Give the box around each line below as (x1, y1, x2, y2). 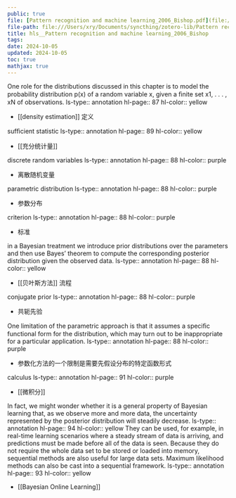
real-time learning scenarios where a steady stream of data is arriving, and (7, 431, 223, 440)
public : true (7, 10, 46, 18)
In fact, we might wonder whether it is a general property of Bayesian (7, 402, 208, 410)
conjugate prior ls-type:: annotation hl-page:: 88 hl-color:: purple (7, 293, 195, 301)
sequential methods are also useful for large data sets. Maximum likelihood (7, 454, 224, 462)
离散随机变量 (17, 170, 55, 179)
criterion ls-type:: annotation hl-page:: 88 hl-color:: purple (7, 212, 176, 222)
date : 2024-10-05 (7, 43, 58, 50)
